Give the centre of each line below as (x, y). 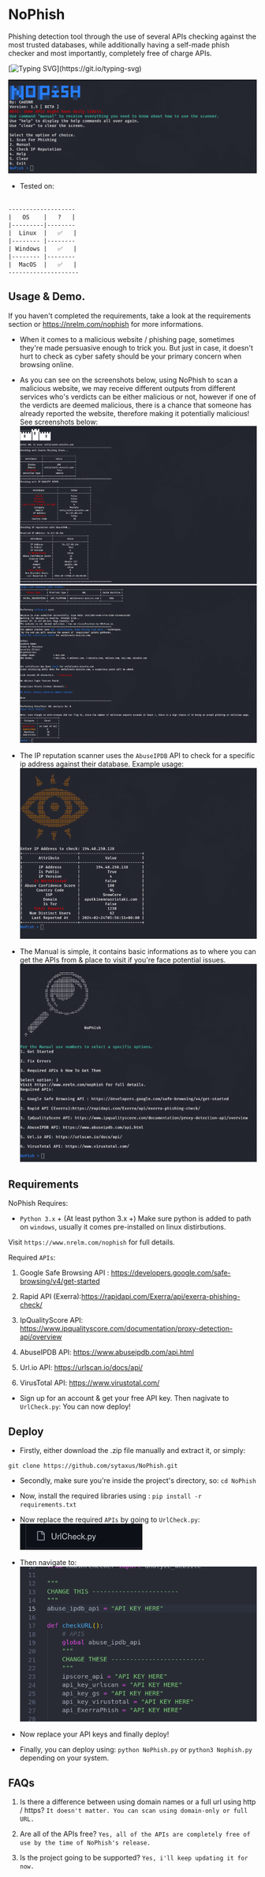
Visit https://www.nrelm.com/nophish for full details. (91, 1242)
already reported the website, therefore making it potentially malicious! (134, 413)
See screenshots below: (59, 422)
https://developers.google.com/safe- (171, 1273)
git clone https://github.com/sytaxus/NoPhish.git (93, 1466)
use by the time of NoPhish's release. (85, 1843)
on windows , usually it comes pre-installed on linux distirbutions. (123, 1227)
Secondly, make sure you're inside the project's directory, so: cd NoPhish (138, 1480)
